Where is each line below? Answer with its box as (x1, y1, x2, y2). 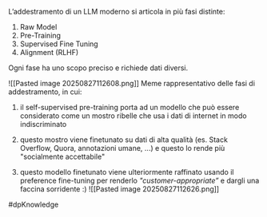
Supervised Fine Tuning (19, 39, 98, 49)
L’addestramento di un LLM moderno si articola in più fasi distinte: (8, 7, 225, 16)
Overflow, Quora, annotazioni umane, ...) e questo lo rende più (19, 144, 225, 152)
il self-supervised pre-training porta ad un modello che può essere (19, 103, 240, 112)
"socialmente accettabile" (19, 152, 106, 161)
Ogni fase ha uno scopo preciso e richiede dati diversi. (8, 63, 189, 73)
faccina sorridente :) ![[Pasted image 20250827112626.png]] (19, 184, 220, 194)
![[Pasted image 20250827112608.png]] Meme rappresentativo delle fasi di (8, 79, 256, 88)
